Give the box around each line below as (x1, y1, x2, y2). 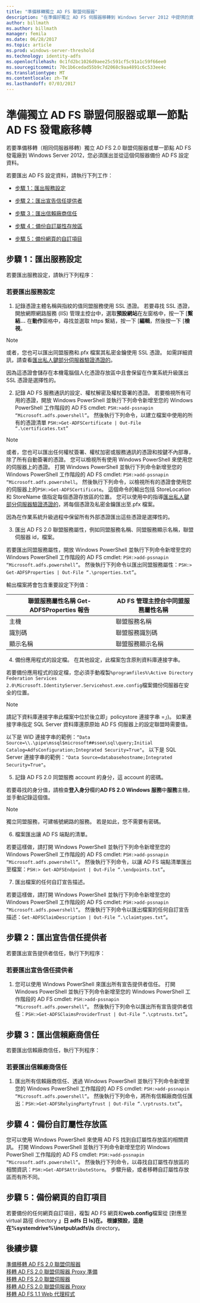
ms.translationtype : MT (6, 70, 65, 76)
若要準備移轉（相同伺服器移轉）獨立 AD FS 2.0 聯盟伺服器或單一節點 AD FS (6, 144, 192, 151)
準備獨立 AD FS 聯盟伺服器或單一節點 (6, 109, 188, 122)
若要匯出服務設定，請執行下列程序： (6, 271, 95, 278)
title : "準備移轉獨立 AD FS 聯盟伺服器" (6, 8, 98, 15)
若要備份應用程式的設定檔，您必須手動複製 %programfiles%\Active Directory (6, 669, 193, 676)
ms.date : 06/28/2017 (6, 36, 58, 42)
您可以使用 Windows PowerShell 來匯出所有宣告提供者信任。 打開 (14, 981, 176, 988)
